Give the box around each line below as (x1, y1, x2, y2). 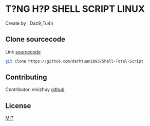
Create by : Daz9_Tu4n (5, 20, 53, 26)
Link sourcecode (5, 48, 41, 55)
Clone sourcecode (5, 35, 66, 44)
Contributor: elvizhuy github (5, 86, 65, 93)
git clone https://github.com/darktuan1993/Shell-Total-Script (5, 59, 144, 64)
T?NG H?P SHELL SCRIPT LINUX (5, 3, 145, 15)
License (5, 101, 31, 110)
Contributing (5, 73, 47, 82)
